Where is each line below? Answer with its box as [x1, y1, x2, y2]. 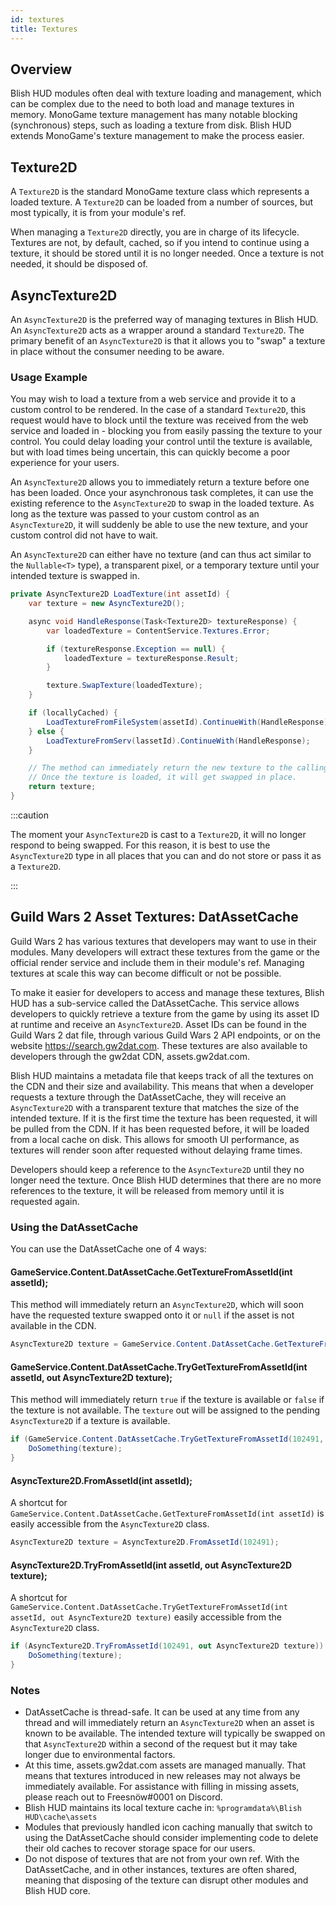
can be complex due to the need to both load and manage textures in [10, 98, 295, 110]
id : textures [10, 14, 65, 25]
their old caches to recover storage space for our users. [24, 1842, 256, 1855]
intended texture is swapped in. [10, 570, 140, 582]
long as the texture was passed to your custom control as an [10, 508, 260, 520]
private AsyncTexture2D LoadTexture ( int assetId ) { [10, 589, 230, 600]
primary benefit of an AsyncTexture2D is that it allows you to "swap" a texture [10, 334, 326, 346]
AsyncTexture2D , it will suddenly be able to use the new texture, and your [10, 519, 309, 531]
